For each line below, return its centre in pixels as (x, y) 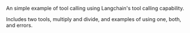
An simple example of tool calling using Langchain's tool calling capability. (95, 8)
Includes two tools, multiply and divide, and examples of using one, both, (94, 19)
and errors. (20, 25)
